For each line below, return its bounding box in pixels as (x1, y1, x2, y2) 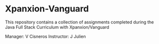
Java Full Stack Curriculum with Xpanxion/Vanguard (5, 24, 109, 30)
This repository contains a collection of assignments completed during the (5, 19, 154, 25)
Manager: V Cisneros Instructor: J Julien (5, 33, 86, 39)
